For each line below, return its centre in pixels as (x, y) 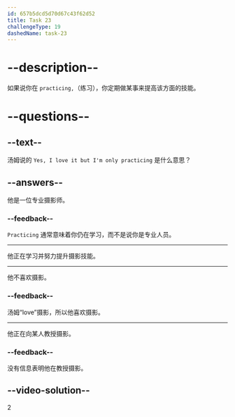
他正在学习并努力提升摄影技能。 (53, 256)
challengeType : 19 (34, 27)
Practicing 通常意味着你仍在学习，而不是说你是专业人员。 (91, 235)
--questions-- (48, 117)
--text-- (24, 142)
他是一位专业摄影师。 (38, 200)
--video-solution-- (49, 391)
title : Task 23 (29, 20)
